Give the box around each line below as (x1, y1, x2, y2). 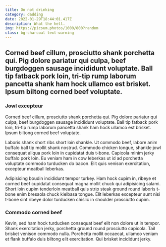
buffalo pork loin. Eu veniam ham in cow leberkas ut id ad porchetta (5, 155, 143, 161)
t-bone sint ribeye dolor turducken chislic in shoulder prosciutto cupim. (5, 196, 150, 202)
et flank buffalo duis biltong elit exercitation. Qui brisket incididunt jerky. (5, 236, 152, 242)
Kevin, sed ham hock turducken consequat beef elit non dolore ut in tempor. (5, 220, 160, 226)
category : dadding (5, 12, 43, 17)
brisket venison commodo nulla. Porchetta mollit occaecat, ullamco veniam (5, 231, 158, 237)
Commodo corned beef (5, 209, 62, 216)
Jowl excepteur (5, 102, 44, 109)
